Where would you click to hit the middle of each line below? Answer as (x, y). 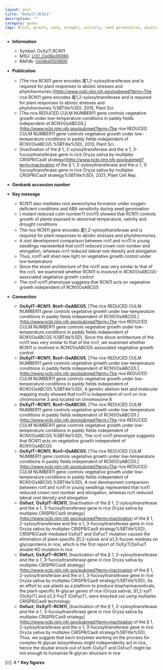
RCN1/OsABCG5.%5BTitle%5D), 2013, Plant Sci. (67, 144)
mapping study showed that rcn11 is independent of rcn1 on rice (83, 394)
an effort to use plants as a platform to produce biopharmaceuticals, (87, 586)
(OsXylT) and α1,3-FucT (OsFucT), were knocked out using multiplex (88, 596)
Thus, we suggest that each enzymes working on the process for (84, 638)
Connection (24, 297)
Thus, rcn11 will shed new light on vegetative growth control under (85, 256)
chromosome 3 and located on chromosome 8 (66, 400)
